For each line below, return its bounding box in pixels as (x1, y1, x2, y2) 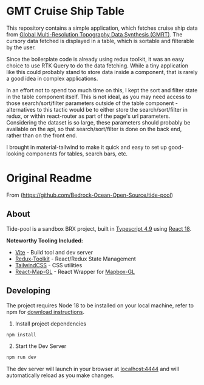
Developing (6, 285, 50, 296)
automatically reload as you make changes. (6, 372, 115, 379)
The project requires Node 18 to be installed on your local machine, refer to (6, 302, 194, 309)
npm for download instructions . (6, 308, 85, 315)
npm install (6, 332, 36, 338)
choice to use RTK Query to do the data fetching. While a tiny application (6, 62, 188, 69)
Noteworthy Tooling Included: (6, 237, 83, 244)
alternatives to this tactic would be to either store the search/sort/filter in (6, 106, 188, 113)
